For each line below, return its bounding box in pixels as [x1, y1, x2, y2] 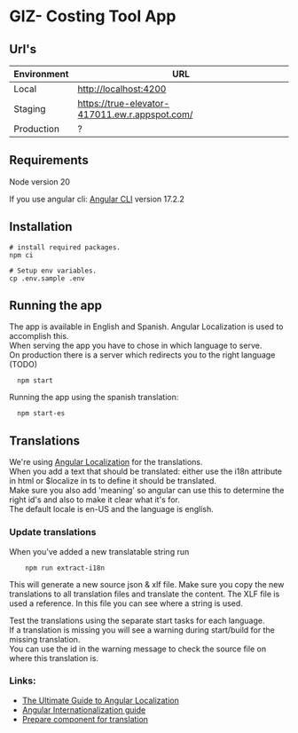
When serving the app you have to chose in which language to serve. [9, 340, 263, 351]
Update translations [9, 526, 97, 539]
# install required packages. [9, 242, 122, 252]
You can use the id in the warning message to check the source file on [9, 643, 267, 654]
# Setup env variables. [9, 266, 98, 275]
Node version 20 [9, 176, 71, 187]
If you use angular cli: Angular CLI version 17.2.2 [9, 193, 184, 204]
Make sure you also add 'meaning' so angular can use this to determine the [9, 485, 285, 496]
